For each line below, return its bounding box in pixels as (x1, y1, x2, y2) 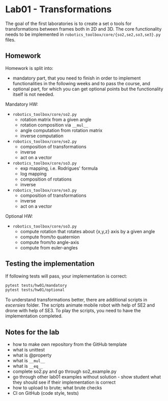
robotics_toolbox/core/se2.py (12, 139, 77, 144)
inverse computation (20, 133, 64, 139)
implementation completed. (5, 313, 63, 319)
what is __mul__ (12, 358, 45, 364)
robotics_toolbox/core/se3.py (12, 188, 77, 193)
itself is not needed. (12, 91, 54, 97)
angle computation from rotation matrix (20, 127, 103, 133)
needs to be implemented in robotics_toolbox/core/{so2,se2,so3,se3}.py (5, 31, 161, 37)
